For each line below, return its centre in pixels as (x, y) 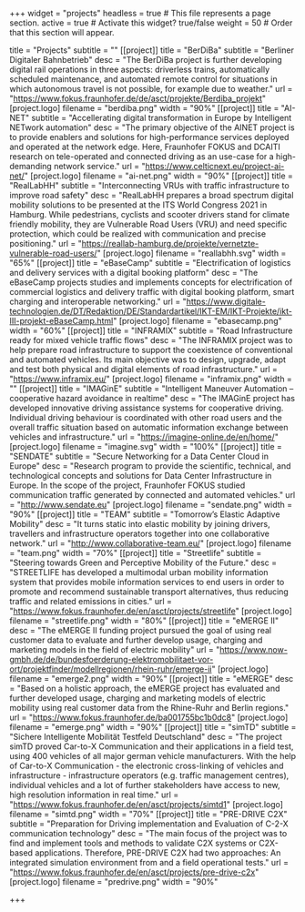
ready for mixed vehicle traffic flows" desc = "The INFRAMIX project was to (151, 340)
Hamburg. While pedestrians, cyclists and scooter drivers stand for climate (149, 214)
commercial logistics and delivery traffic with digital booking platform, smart (152, 292)
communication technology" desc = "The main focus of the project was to (148, 833)
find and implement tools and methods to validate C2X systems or (133, 843)
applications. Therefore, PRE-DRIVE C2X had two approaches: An (158, 853)
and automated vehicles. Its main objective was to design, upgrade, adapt (148, 360)
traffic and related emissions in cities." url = (91, 601)
